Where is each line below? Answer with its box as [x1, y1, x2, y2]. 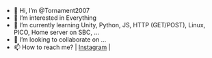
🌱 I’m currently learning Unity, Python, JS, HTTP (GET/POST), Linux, [13, 21, 206, 29]
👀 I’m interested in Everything [13, 14, 97, 22]
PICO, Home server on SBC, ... [13, 28, 99, 36]
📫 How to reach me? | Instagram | [13, 43, 111, 51]
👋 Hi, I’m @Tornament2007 [13, 7, 90, 14]
